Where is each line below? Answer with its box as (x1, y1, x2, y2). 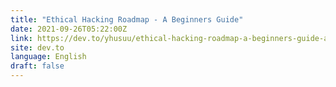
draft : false (10, 61, 65, 71)
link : (10, 33, 33, 43)
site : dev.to (10, 42, 65, 53)
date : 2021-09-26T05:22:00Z (10, 24, 128, 34)
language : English (10, 52, 87, 62)
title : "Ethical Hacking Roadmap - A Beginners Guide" (10, 14, 244, 25)
